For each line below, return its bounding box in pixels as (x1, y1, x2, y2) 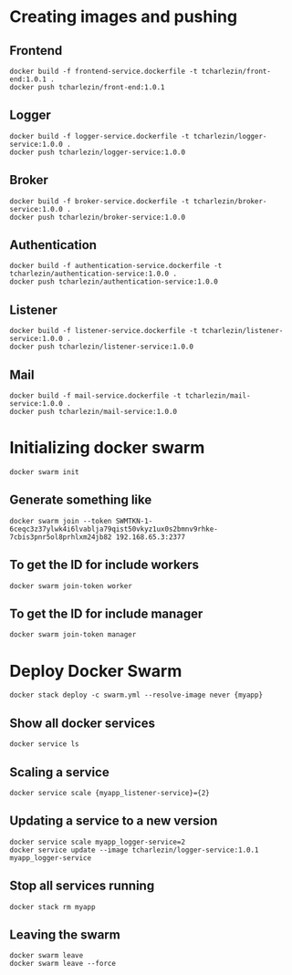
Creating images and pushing (9, 6, 238, 27)
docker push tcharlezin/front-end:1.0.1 (9, 83, 166, 92)
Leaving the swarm (9, 928, 120, 943)
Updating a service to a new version (9, 814, 218, 829)
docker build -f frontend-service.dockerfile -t (9, 67, 198, 76)
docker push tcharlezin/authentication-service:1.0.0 (9, 277, 219, 286)
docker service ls (9, 740, 79, 749)
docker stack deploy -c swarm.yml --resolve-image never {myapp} (9, 690, 263, 700)
